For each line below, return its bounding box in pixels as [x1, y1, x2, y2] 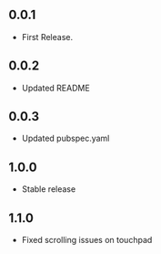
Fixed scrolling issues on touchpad [21, 235, 153, 246]
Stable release [21, 184, 76, 195]
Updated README [21, 82, 90, 93]
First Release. [21, 31, 74, 42]
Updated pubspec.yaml [21, 132, 110, 144]
